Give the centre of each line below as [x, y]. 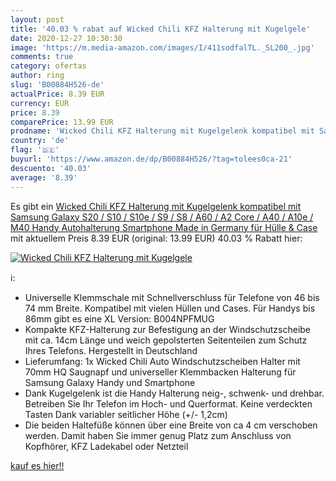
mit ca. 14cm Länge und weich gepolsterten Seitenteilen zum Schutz [166, 340]
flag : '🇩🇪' [35, 150]
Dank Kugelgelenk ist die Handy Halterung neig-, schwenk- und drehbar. [174, 393]
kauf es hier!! [37, 465]
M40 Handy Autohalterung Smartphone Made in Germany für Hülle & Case [164, 227]
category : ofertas [48, 66]
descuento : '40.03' [51, 168]
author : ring [37, 76]
